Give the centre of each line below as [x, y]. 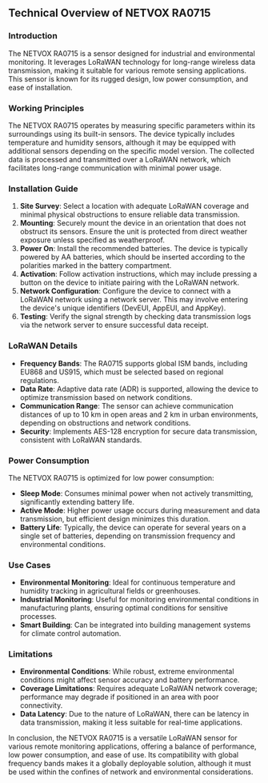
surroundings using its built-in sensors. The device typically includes [122, 134]
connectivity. [41, 705]
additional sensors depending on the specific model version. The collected [131, 150]
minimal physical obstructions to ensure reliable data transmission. [130, 214]
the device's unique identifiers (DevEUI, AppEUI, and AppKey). [123, 308]
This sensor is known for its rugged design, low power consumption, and [128, 78]
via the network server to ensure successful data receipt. [114, 325]
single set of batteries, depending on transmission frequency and [128, 536]
